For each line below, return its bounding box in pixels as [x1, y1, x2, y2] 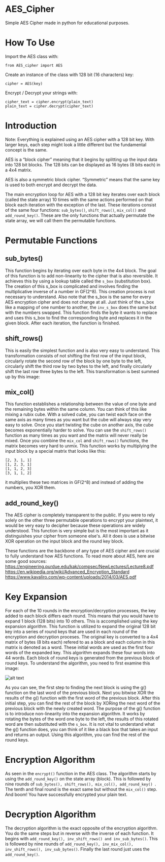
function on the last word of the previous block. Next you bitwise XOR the [5, 690, 154, 696]
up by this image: [5, 374, 40, 380]
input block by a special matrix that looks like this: [5, 448, 106, 454]
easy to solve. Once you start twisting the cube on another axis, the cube [5, 422, 154, 428]
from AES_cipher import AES [5, 63, 63, 68]
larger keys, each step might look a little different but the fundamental [5, 142, 147, 148]
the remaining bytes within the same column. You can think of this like [5, 406, 147, 412]
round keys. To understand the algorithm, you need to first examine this [5, 660, 150, 666]
